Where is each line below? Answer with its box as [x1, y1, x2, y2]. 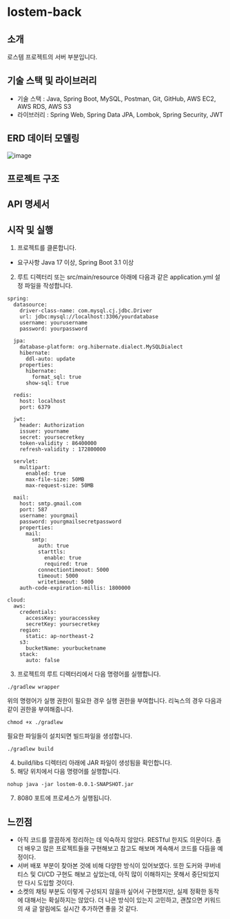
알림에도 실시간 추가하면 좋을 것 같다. [39, 905, 139, 913]
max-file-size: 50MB [25, 476, 85, 483]
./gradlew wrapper [7, 683, 60, 691]
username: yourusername [19, 320, 88, 327]
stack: [19, 651, 39, 658]
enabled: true [25, 470, 67, 477]
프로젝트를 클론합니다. [17, 244, 77, 252]
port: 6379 [19, 404, 51, 411]
